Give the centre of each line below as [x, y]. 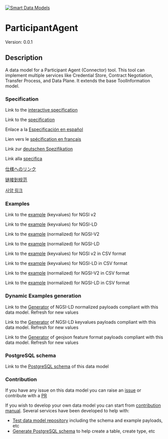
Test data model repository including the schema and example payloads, [88, 420]
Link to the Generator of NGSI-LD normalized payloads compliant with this [82, 307]
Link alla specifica [24, 159]
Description [24, 58]
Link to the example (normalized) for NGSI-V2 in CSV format [67, 273]
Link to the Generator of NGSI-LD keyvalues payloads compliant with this [81, 322]
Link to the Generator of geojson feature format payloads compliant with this [84, 337]
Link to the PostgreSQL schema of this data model [57, 366]
